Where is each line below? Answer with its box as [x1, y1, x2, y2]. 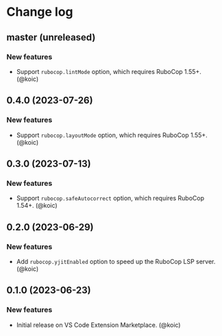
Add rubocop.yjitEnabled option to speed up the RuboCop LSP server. [16, 257, 216, 265]
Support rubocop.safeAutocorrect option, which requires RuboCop [16, 194, 205, 202]
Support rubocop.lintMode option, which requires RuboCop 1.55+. [16, 67, 201, 75]
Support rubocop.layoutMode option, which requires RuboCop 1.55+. [16, 131, 208, 139]
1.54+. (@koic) [16, 202, 58, 210]
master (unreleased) [6, 32, 96, 43]
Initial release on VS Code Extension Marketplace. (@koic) [16, 320, 181, 329]
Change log [6, 4, 73, 20]
